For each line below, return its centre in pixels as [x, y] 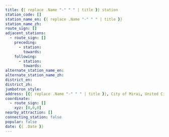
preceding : [26, 43]
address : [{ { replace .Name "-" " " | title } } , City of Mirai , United [82, 94]
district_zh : [19, 84]
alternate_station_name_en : [35, 71]
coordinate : [18, 98]
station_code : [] [23, 15]
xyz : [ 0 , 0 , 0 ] [28, 108]
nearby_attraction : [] [29, 113]
